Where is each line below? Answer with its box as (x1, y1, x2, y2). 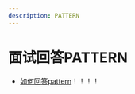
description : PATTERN (8, 11, 80, 20)
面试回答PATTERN (8, 49, 129, 66)
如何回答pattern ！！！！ (19, 76, 100, 86)
